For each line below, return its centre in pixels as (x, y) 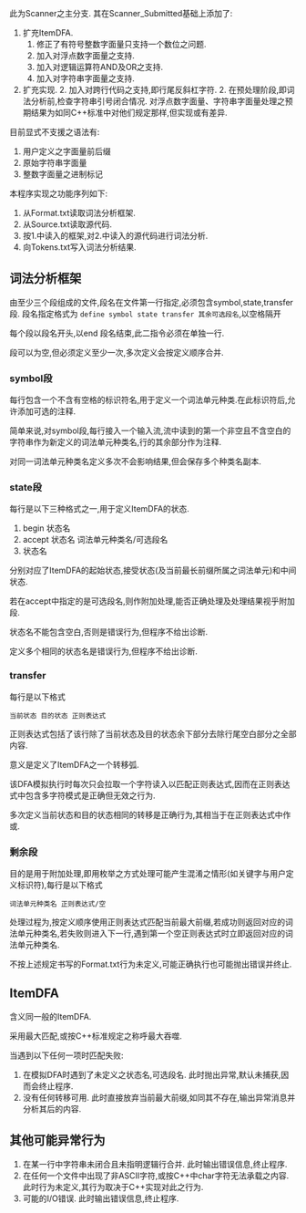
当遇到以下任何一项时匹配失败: (67, 1055)
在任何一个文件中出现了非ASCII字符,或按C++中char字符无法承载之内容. (156, 1176)
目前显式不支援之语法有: (55, 132)
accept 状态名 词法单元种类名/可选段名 (95, 540)
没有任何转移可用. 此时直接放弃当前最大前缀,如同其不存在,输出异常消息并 (159, 1097)
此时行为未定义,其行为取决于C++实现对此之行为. (113, 1187)
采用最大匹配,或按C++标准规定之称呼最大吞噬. (96, 1036)
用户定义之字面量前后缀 (66, 151)
